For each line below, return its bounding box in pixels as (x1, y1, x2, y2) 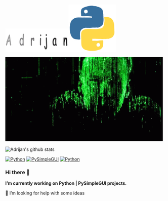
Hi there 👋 (5, 169, 30, 176)
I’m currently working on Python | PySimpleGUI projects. (5, 180, 127, 186)
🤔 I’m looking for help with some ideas (5, 190, 85, 196)
